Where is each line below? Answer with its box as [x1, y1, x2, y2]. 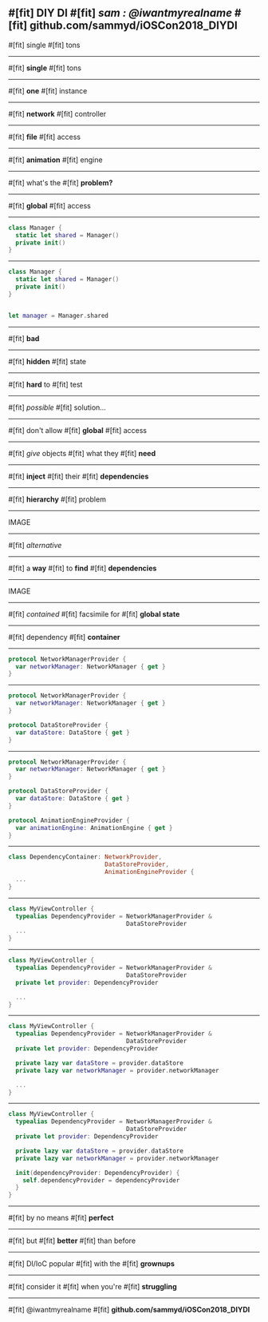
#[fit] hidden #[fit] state [8, 356, 87, 366]
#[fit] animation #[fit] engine [8, 155, 103, 165]
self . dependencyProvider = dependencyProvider [22, 1176, 180, 1185]
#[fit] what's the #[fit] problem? [8, 177, 113, 187]
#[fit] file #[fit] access [8, 132, 81, 141]
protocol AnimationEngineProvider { [8, 816, 130, 824]
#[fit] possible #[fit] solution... [8, 403, 106, 412]
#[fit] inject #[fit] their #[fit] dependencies [8, 471, 149, 481]
